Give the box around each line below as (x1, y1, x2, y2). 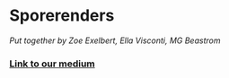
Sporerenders (9, 5, 115, 26)
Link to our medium (9, 57, 96, 70)
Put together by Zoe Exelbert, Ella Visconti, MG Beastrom (9, 35, 221, 46)
